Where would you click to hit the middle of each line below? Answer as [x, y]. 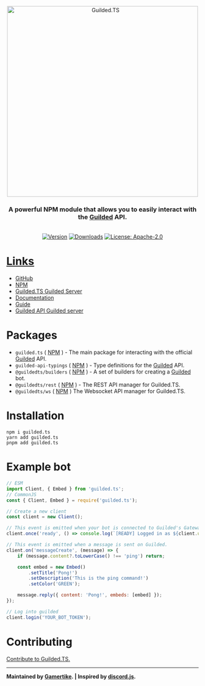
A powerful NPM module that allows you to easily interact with [103, 209]
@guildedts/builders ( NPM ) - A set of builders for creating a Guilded [103, 372]
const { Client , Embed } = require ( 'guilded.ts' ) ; [72, 500]
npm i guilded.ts [28, 432]
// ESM [15, 483]
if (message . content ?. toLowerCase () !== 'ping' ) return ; [91, 556]
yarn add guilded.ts [33, 438]
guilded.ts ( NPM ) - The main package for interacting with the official [104, 352]
